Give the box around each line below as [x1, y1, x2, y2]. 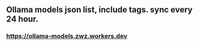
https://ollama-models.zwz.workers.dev [6, 32, 128, 41]
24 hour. [6, 14, 39, 24]
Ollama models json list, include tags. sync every [6, 5, 193, 15]
